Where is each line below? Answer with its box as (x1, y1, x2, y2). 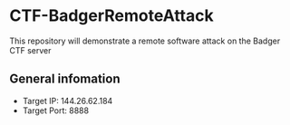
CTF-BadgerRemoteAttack (9, 5, 215, 26)
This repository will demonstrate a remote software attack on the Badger (9, 35, 281, 46)
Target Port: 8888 (22, 105, 89, 116)
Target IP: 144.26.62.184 (22, 95, 113, 106)
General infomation (9, 72, 121, 87)
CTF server (9, 44, 52, 55)
